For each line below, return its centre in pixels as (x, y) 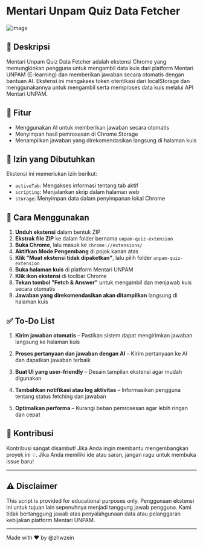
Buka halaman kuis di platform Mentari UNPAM (74, 270)
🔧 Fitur (19, 113)
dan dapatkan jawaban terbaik (53, 360)
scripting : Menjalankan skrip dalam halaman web (77, 192)
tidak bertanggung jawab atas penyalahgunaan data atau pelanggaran (94, 514)
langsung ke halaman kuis (47, 342)
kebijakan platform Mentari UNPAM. (51, 520)
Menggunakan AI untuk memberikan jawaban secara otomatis (92, 127)
